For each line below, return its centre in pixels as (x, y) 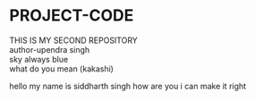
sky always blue (39, 59)
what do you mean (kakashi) (62, 69)
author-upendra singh (50, 49)
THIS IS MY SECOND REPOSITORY (74, 40)
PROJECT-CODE (72, 16)
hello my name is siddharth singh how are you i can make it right (128, 86)
